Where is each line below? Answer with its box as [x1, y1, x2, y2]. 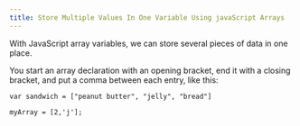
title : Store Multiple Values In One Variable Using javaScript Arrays [9, 13, 285, 22]
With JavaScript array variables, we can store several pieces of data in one [9, 38, 288, 49]
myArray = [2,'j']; [9, 107, 83, 117]
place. [9, 47, 33, 58]
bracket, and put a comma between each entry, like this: [9, 74, 219, 85]
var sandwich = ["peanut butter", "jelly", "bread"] [9, 92, 212, 101]
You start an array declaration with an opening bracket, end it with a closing [9, 65, 291, 76]
